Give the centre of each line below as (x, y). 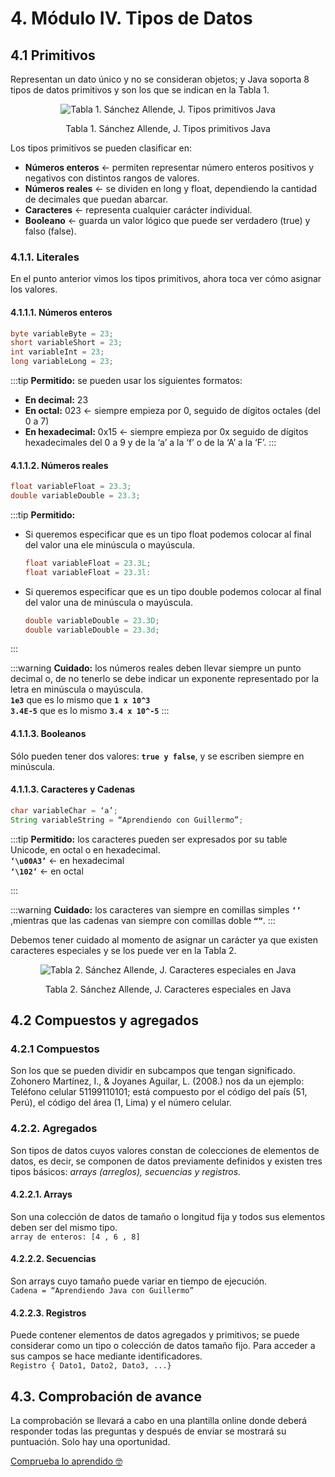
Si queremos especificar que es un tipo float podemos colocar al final (168, 534)
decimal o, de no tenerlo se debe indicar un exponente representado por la (165, 679)
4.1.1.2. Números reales (59, 465)
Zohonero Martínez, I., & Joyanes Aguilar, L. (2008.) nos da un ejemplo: (157, 1081)
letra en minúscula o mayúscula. (76, 689)
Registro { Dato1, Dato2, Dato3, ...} (91, 1366)
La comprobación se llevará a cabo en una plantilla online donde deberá (159, 1421)
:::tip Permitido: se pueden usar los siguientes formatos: (126, 380)
